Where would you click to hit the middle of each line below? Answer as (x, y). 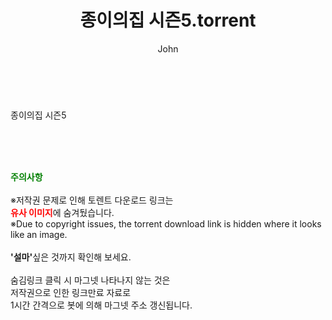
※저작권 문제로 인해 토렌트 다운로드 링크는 (92, 200)
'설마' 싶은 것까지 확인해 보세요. (71, 257)
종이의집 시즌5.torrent (168, 20)
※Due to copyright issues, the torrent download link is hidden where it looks (166, 223)
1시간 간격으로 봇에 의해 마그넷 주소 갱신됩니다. (101, 305)
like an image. (39, 234)
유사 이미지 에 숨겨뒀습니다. (62, 212)
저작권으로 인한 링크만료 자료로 (71, 292)
